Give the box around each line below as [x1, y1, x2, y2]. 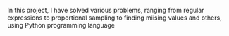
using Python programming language [7, 21, 115, 29]
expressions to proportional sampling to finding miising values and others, [7, 13, 222, 22]
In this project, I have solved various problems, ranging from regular [7, 6, 204, 14]
